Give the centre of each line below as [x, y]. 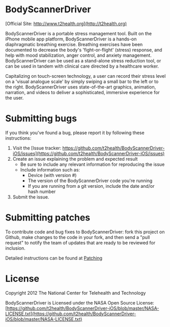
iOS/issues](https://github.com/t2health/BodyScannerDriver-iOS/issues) [89, 153]
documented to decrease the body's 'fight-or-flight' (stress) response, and [84, 50]
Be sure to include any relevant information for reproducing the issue [92, 164]
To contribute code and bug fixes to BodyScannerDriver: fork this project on [85, 232]
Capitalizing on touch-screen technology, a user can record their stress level [86, 76]
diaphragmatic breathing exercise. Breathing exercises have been [74, 44]
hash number [42, 191]
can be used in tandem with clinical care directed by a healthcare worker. [82, 66]
